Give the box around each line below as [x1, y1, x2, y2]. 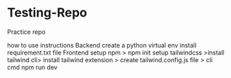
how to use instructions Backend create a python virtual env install [7, 41, 197, 49]
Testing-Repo [7, 5, 88, 21]
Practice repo [7, 28, 46, 36]
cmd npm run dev [7, 63, 57, 71]
